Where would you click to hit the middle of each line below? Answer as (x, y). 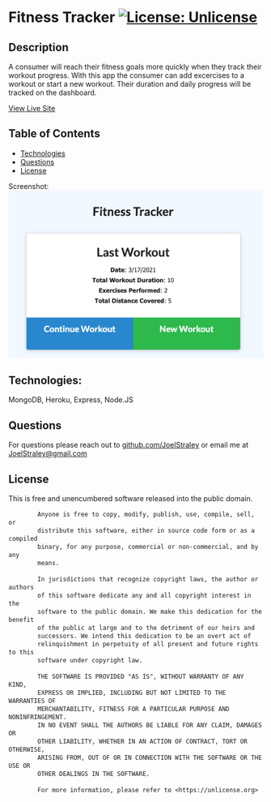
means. (49, 564)
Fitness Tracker (62, 17)
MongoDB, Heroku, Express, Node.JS (71, 400)
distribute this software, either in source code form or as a (146, 531)
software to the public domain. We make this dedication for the (150, 612)
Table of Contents (55, 134)
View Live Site (32, 108)
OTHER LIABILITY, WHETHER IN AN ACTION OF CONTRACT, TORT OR (143, 742)
